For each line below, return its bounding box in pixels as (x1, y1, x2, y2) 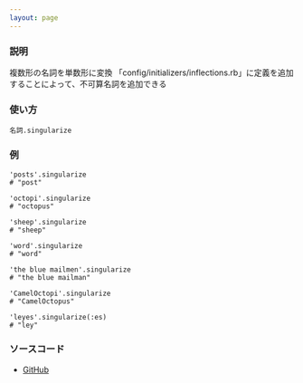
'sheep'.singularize (9, 217, 88, 226)
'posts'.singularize (9, 169, 88, 179)
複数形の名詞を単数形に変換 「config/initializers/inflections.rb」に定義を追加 (9, 67, 294, 78)
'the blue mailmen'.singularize (9, 264, 131, 274)
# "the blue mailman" (9, 273, 91, 282)
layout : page (9, 13, 59, 23)
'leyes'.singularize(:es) (9, 312, 107, 321)
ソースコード (9, 343, 65, 356)
